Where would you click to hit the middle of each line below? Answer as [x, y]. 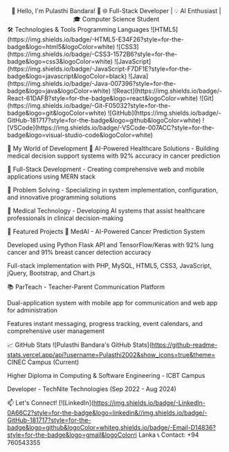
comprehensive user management [56, 331]
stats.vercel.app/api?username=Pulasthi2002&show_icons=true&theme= [111, 355]
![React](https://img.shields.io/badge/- [167, 91]
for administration [32, 310]
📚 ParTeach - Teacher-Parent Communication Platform [86, 287]
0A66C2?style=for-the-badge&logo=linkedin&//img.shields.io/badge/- [107, 413]
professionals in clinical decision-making [65, 218]
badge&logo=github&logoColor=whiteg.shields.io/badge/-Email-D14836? [112, 427]
